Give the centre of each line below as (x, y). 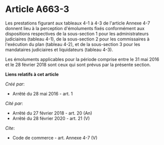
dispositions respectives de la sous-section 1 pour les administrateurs (77, 33)
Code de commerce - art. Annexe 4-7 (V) (55, 137)
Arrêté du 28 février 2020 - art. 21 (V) (51, 118)
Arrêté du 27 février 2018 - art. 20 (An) (52, 113)
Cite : (10, 128)
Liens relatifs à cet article (32, 74)
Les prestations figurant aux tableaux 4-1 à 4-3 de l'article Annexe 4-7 (78, 23)
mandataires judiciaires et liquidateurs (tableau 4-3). (59, 49)
